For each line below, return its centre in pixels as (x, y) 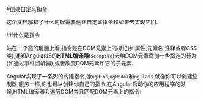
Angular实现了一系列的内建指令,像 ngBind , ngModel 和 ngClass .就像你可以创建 (99, 76)
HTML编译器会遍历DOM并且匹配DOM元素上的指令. (77, 92)
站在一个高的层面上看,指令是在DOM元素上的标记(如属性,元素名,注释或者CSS (102, 48)
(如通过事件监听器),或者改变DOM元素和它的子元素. (70, 63)
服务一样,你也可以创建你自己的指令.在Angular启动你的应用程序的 (100, 84)
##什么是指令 (23, 35)
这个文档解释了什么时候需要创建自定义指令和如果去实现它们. (82, 22)
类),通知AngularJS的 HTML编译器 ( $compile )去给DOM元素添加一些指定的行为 (102, 56)
